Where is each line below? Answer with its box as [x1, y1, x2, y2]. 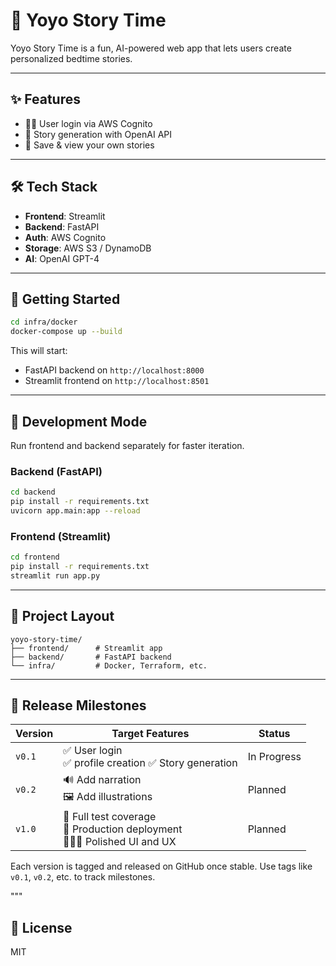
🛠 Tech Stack [10, 179, 98, 196]
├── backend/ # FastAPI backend [10, 652, 172, 662]
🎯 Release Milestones [10, 697, 147, 714]
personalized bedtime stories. [10, 52, 133, 64]
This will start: [10, 345, 68, 357]
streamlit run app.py [10, 570, 101, 581]
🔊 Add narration [63, 773, 142, 787]
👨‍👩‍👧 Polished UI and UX [63, 835, 177, 849]
